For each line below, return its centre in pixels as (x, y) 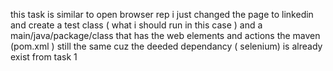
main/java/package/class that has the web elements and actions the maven (165, 35)
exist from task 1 (44, 57)
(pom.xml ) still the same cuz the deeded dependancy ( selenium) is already (166, 46)
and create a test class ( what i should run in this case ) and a (136, 25)
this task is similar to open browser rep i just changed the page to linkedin (162, 14)
